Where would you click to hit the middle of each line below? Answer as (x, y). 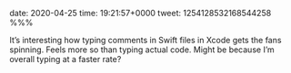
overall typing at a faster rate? (65, 59)
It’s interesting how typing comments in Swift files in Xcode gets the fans (145, 40)
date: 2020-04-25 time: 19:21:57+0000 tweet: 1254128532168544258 (140, 13)
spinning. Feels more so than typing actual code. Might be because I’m (142, 50)
